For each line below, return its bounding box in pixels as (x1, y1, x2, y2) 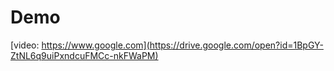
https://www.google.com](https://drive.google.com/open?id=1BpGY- (41, 39, 324, 51)
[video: (10, 39, 40, 51)
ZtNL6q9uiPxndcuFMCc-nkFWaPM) (10, 49, 159, 61)
